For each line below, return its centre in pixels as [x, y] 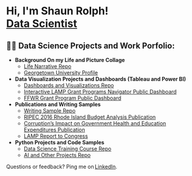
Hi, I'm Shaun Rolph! [58, 11]
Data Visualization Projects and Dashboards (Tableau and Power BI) [100, 79]
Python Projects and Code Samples [59, 142]
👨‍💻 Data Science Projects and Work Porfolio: [90, 46]
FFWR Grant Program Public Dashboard [72, 98]
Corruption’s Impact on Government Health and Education [95, 123]
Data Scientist [42, 24]
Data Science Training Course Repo [67, 149]
